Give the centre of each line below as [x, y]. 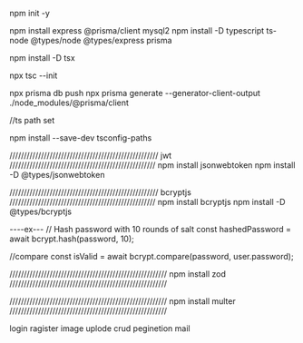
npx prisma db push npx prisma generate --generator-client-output [135, 93]
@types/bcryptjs [41, 211]
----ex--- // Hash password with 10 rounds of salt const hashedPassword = [151, 229]
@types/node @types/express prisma [101, 40]
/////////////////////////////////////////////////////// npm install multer [122, 301]
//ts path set [32, 120]
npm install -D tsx [42, 58]
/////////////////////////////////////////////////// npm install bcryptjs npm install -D [147, 202]
